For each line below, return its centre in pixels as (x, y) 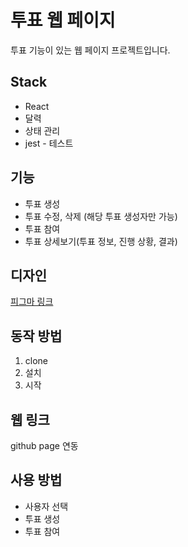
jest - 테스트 (49, 143)
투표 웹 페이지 (63, 20)
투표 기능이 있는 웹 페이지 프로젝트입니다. (90, 50)
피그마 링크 (32, 302)
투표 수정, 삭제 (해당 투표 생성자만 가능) (101, 216)
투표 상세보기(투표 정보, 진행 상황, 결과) (101, 241)
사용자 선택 (46, 506)
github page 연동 (44, 445)
